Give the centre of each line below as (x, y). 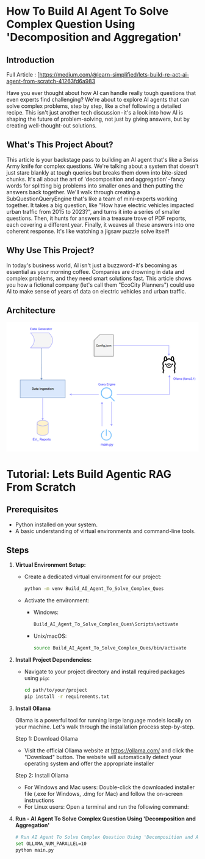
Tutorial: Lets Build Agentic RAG (89, 474)
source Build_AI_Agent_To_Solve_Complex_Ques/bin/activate (110, 648)
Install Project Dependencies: (53, 660)
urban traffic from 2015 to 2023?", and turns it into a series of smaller (93, 211)
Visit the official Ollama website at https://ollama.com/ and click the (109, 750)
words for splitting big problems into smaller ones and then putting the (95, 186)
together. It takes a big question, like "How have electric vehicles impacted (100, 205)
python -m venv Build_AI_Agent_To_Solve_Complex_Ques (94, 589)
